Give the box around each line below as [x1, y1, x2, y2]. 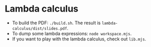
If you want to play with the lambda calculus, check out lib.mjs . [12, 36, 146, 42]
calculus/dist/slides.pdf [12, 26, 67, 31]
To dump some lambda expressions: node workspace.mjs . [12, 30, 132, 36]
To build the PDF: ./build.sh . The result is [12, 20, 101, 26]
